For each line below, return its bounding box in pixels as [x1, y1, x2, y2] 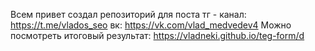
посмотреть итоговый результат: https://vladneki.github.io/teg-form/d [10, 30, 305, 41]
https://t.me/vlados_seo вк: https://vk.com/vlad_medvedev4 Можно [10, 19, 292, 31]
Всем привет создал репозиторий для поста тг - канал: [10, 9, 247, 20]
